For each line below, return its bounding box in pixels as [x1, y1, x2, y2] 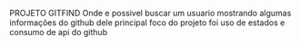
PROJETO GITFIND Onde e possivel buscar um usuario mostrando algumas [9, 8, 292, 18]
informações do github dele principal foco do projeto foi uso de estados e [9, 17, 285, 28]
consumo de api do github [9, 27, 107, 37]
